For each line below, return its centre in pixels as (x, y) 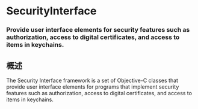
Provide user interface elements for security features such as (98, 30)
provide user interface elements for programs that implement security (93, 87)
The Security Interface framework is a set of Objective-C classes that (92, 80)
